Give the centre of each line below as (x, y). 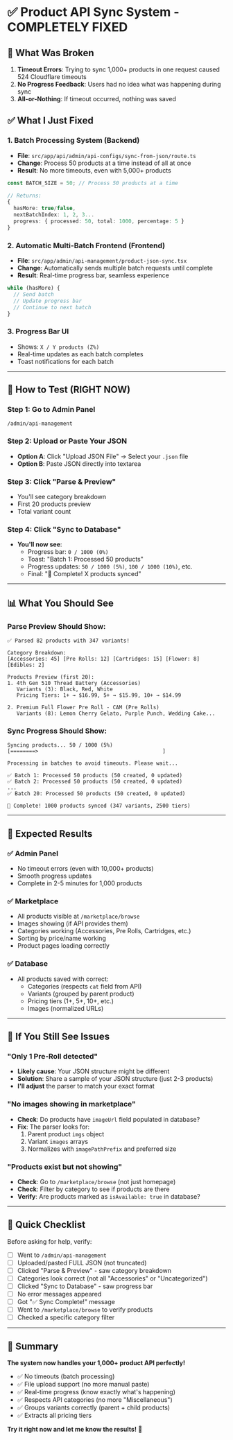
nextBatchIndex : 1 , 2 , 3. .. (54, 215)
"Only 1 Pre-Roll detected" (53, 1056)
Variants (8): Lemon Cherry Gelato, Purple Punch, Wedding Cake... (116, 714)
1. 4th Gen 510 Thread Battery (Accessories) (74, 684)
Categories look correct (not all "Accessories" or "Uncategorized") (112, 1278)
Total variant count (44, 512)
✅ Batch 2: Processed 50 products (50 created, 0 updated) (95, 782)
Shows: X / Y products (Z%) (58, 347)
